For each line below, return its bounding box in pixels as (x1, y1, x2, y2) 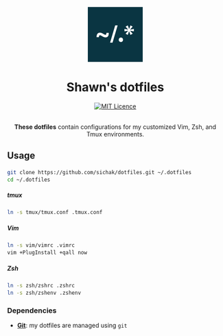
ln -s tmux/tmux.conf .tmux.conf (7, 209, 103, 216)
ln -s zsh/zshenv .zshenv (7, 289, 81, 296)
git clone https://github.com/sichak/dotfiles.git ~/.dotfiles (7, 169, 192, 176)
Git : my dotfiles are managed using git (16, 322, 128, 330)
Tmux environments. (86, 130, 145, 138)
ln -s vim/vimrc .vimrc (7, 242, 75, 249)
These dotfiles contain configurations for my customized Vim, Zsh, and (14, 123, 217, 131)
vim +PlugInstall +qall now (7, 250, 88, 256)
